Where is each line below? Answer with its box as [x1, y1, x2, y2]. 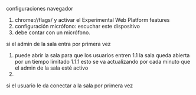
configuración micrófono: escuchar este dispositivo [14, 23, 141, 30]
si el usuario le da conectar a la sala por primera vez [6, 82, 133, 89]
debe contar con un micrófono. [14, 29, 90, 36]
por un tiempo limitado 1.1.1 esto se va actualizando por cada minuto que [14, 58, 191, 65]
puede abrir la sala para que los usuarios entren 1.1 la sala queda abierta [14, 52, 190, 58]
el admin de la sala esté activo [14, 64, 89, 71]
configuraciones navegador [6, 5, 74, 12]
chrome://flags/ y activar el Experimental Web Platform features [14, 17, 170, 23]
